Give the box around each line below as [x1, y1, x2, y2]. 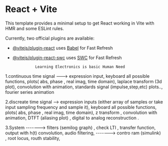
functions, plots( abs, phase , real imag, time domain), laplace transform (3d [5, 78, 162, 84]
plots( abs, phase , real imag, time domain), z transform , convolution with [5, 109, 157, 115]
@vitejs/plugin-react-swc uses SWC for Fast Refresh [12, 54, 122, 61]
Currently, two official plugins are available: [5, 35, 95, 41]
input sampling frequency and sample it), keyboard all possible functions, [5, 104, 157, 110]
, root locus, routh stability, [5, 135, 61, 141]
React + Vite [5, 4, 58, 15]
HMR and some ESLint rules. [5, 25, 64, 31]
